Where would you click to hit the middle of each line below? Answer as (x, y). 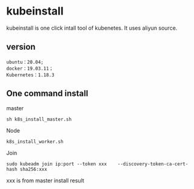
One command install (47, 94)
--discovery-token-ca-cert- (153, 164)
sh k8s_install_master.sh (39, 119)
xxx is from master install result (45, 181)
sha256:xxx (33, 169)
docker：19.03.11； (30, 68)
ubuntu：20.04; (25, 62)
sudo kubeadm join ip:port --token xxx (57, 164)
